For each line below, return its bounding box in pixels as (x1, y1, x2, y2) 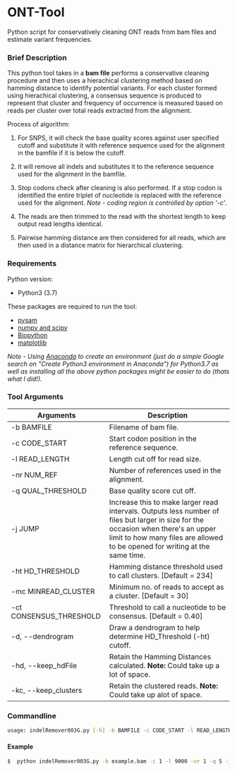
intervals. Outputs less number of (109, 506, 220, 516)
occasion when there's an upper (109, 523, 217, 533)
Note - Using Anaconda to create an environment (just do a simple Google (7, 352, 224, 360)
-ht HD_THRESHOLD (11, 566, 80, 576)
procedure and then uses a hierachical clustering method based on (7, 76, 202, 85)
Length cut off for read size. (109, 453, 202, 463)
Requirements (7, 259, 57, 268)
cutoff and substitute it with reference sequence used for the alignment (17, 141, 225, 150)
